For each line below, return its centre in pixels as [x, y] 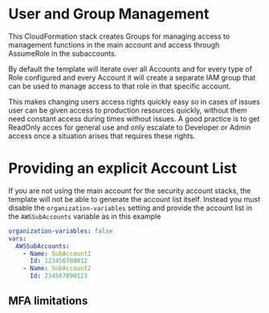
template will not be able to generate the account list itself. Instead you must [134, 199]
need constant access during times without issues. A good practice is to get [134, 118]
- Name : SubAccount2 [57, 269]
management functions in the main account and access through [114, 44]
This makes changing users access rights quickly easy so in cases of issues [134, 101]
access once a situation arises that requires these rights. [102, 136]
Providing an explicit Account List [122, 169]
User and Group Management [109, 14]
